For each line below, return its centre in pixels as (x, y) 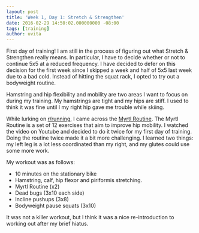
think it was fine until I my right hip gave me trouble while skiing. (85, 107)
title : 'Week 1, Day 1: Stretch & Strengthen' (65, 17)
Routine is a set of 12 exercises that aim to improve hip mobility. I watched (97, 125)
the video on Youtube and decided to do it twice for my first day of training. (99, 132)
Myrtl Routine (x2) (37, 187)
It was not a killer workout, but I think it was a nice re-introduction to (90, 217)
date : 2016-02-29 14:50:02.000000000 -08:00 (63, 23)
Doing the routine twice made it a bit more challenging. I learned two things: (100, 138)
